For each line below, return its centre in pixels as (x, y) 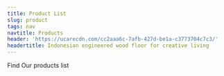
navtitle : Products (35, 33)
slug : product (28, 20)
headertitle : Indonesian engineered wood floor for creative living (108, 46)
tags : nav (21, 26)
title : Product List (37, 13)
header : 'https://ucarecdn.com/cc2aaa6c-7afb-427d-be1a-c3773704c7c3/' (113, 39)
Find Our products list (38, 65)
